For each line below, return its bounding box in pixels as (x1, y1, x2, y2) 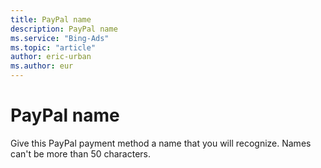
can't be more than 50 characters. (10, 147, 152, 160)
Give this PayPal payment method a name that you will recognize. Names (10, 137, 312, 149)
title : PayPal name (10, 14, 92, 25)
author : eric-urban (10, 52, 92, 62)
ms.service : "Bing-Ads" (10, 33, 110, 43)
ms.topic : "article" (10, 42, 97, 53)
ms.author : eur (10, 61, 74, 71)
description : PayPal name (10, 24, 118, 34)
